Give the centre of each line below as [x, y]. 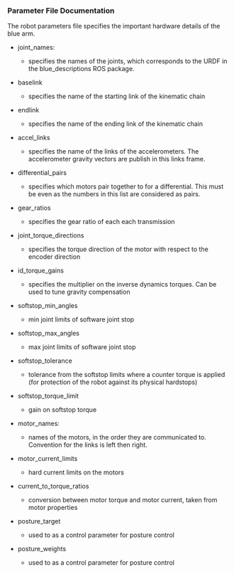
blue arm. [21, 33]
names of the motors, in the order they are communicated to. [117, 437]
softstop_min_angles [48, 306]
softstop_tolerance [45, 361]
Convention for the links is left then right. [88, 445]
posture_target [39, 521]
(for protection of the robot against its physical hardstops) [113, 382]
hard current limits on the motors [76, 472]
